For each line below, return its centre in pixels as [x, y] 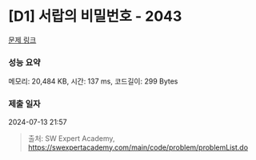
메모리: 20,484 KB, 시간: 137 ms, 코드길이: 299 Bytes [93, 81]
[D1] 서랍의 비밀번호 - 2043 [95, 16]
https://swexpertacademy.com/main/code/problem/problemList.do [138, 147]
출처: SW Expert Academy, [71, 138]
